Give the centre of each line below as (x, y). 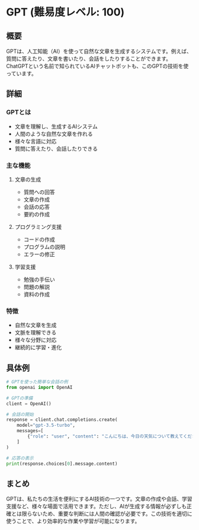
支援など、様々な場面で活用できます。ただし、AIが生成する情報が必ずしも (97, 506)
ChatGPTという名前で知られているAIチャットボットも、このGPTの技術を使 (97, 66)
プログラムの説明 (44, 247)
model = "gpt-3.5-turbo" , (46, 425)
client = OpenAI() (29, 404)
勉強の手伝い (39, 279)
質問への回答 (39, 192)
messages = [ (30, 431)
